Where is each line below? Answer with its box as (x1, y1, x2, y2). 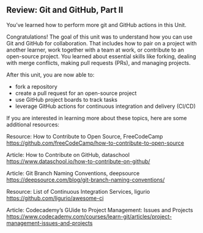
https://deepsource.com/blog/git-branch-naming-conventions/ (6, 176, 165, 183)
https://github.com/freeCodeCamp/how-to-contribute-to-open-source (6, 139, 185, 147)
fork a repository (15, 83, 58, 90)
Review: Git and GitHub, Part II (6, 5, 124, 15)
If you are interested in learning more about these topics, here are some (6, 114, 188, 121)
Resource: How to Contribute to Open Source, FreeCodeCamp (6, 132, 163, 140)
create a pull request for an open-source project (15, 89, 137, 97)
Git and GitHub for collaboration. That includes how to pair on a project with (6, 39, 197, 47)
